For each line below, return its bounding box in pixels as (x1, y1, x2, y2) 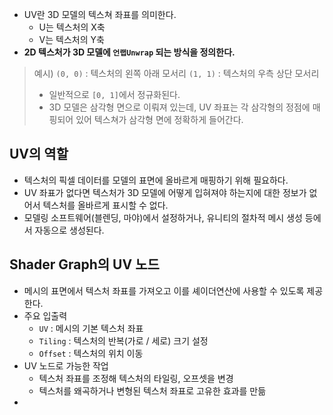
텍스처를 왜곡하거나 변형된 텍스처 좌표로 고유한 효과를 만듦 (38, 384, 267, 397)
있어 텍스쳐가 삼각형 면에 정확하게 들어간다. (75, 114, 244, 125)
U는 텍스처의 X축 (38, 21, 106, 33)
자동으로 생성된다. (34, 224, 105, 236)
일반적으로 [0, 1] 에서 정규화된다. (48, 89, 181, 100)
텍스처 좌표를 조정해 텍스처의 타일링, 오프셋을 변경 (38, 372, 234, 384)
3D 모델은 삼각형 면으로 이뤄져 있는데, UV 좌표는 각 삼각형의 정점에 (48, 101, 311, 113)
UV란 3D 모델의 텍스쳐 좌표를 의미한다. (23, 9, 177, 20)
